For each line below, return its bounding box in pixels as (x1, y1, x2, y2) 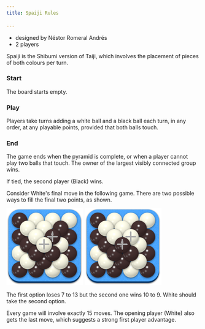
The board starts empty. (6, 88, 68, 95)
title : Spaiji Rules (6, 10, 60, 16)
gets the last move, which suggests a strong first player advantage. (6, 316, 177, 323)
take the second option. (6, 298, 66, 305)
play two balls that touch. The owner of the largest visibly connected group (6, 159, 196, 167)
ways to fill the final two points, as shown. (6, 196, 112, 203)
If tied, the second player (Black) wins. (6, 178, 104, 185)
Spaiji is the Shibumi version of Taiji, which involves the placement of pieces (6, 52, 199, 59)
